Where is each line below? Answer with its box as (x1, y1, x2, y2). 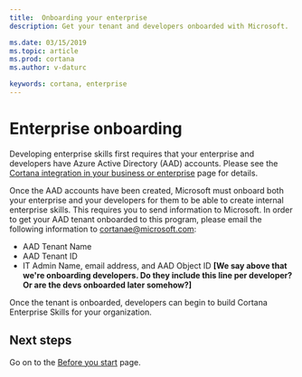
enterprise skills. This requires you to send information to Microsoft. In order (9, 204, 294, 215)
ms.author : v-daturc (9, 63, 88, 72)
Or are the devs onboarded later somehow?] (22, 279, 193, 290)
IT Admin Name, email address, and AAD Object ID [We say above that (22, 259, 288, 271)
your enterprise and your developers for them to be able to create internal (9, 194, 285, 205)
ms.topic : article (9, 46, 79, 55)
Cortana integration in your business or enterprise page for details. (9, 167, 259, 178)
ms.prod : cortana (9, 55, 75, 64)
